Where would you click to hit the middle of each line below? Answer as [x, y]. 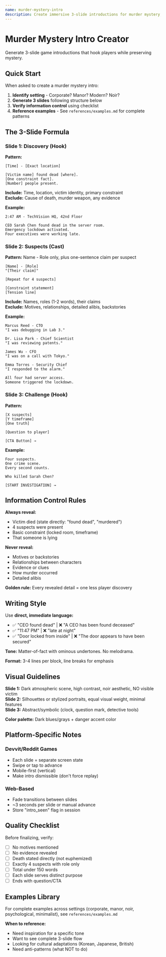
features [14, 704]
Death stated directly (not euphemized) [52, 858]
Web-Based [20, 789]
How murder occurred [35, 573]
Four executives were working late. [43, 234]
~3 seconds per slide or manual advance [54, 804]
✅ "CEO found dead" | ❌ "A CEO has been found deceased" [73, 625]
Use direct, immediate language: [39, 615]
